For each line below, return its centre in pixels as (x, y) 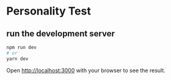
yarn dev (17, 59)
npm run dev (21, 47)
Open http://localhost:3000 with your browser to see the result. (86, 70)
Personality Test (49, 11)
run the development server (60, 34)
